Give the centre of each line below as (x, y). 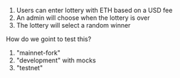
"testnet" (30, 68)
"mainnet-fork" (38, 53)
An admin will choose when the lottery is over (83, 18)
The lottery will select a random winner (73, 25)
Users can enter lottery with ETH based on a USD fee (94, 10)
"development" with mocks (56, 60)
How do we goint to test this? (49, 39)
